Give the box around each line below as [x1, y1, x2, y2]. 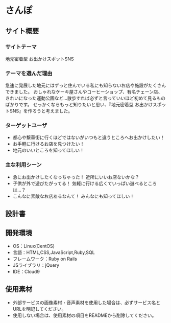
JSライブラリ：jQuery [12, 262, 60, 268]
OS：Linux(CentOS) [12, 243, 55, 249]
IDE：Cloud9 [12, 268, 40, 274]
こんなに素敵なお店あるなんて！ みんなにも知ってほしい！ [12, 193, 135, 199]
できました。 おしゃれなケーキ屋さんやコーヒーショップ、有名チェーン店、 [5, 89, 163, 95]
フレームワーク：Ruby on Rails [12, 256, 78, 262]
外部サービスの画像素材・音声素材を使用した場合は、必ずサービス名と [12, 299, 161, 306]
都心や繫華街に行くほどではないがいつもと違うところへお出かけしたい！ [12, 134, 165, 141]
